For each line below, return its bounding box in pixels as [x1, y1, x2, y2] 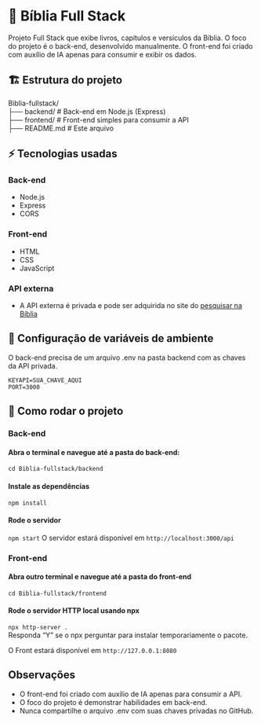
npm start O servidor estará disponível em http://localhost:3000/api [8, 533, 235, 542]
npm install [8, 499, 47, 507]
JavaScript [19, 263, 55, 273]
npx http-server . [8, 624, 68, 632]
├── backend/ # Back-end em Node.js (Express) [8, 106, 166, 116]
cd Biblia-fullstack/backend [8, 465, 103, 473]
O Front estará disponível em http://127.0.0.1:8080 [8, 646, 177, 655]
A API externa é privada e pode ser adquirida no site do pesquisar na [19, 301, 243, 310]
